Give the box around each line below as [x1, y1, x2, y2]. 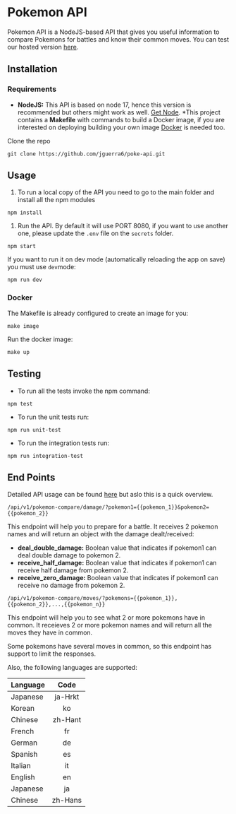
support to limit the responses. [7, 649, 97, 658]
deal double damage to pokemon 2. [17, 551, 121, 560]
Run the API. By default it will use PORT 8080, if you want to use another [17, 222, 229, 230]
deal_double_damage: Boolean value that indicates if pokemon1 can [17, 543, 217, 552]
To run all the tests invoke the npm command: [17, 387, 150, 395]
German [11, 738, 37, 748]
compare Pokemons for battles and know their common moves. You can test [7, 35, 229, 43]
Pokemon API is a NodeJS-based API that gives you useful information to [7, 28, 220, 36]
